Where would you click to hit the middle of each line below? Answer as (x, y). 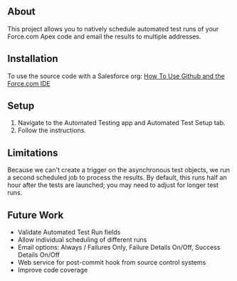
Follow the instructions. (52, 130)
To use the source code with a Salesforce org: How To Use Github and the (116, 76)
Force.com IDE (29, 83)
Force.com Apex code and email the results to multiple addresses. (104, 36)
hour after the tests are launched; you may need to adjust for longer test (113, 185)
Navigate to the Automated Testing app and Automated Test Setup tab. (121, 123)
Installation (33, 59)
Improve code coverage (53, 270)
